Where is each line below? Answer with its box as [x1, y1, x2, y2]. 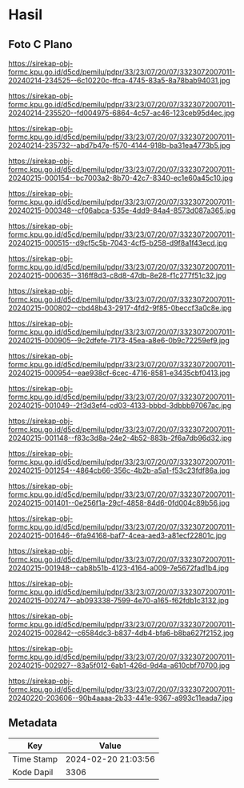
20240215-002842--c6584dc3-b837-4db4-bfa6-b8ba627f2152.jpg [8, 628, 234, 638]
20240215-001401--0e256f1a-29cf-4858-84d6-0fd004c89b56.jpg [8, 498, 230, 507]
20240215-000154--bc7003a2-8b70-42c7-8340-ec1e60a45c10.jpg [8, 174, 234, 182]
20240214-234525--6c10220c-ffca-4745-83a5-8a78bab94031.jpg [8, 76, 230, 85]
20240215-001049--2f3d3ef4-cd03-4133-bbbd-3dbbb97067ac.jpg [8, 401, 232, 410]
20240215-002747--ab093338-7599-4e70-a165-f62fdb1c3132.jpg [8, 596, 230, 605]
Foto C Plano [8, 38, 73, 51]
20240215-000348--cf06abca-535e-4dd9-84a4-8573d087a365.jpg [8, 206, 236, 215]
